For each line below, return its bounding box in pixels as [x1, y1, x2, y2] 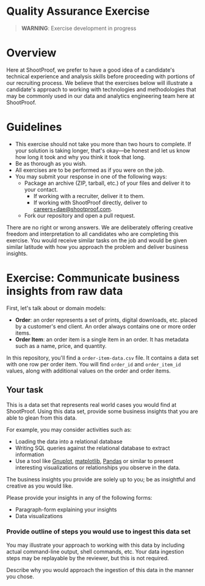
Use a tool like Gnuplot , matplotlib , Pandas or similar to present [15, 457, 174, 464]
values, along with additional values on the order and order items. [6, 367, 171, 374]
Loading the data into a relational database [15, 437, 123, 445]
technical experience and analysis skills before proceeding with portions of [6, 72, 195, 80]
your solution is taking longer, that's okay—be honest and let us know [15, 147, 190, 154]
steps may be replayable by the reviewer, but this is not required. [6, 554, 169, 562]
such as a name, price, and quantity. [15, 342, 107, 349]
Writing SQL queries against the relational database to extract [15, 444, 170, 451]
